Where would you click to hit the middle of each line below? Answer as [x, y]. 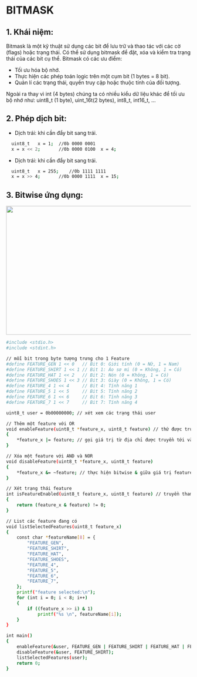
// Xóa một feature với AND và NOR [50, 456]
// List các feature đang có [42, 521]
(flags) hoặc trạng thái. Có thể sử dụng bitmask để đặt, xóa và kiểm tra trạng [98, 52]
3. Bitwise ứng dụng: [45, 195]
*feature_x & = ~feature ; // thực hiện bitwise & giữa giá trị [94, 472]
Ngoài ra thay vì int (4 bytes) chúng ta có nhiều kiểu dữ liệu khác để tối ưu [95, 94]
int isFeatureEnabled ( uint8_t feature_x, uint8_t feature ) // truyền [93, 494]
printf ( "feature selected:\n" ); [56, 592]
